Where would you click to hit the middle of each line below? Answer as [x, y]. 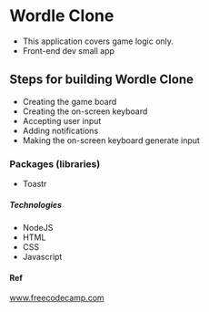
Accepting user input [62, 120]
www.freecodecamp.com [57, 298]
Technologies [35, 204]
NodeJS [38, 228]
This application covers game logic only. [98, 41]
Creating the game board [70, 101]
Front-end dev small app [69, 50]
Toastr [35, 184]
